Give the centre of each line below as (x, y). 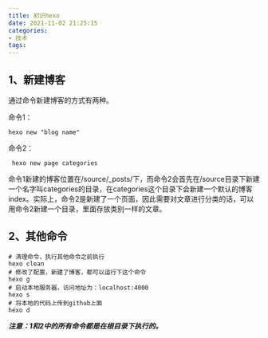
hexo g (19, 279)
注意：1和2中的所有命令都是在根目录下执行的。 (85, 326)
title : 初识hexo (34, 16)
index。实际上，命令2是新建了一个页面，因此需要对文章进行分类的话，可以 (131, 198)
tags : (17, 45)
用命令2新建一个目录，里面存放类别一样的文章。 (87, 209)
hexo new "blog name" (44, 132)
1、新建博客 (37, 79)
